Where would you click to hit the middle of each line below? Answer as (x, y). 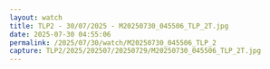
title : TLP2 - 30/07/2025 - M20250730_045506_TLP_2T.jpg (119, 26)
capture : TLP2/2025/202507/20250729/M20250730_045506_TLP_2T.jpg (135, 51)
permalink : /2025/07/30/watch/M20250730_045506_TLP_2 (113, 43)
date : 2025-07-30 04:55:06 (60, 34)
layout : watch (36, 17)
